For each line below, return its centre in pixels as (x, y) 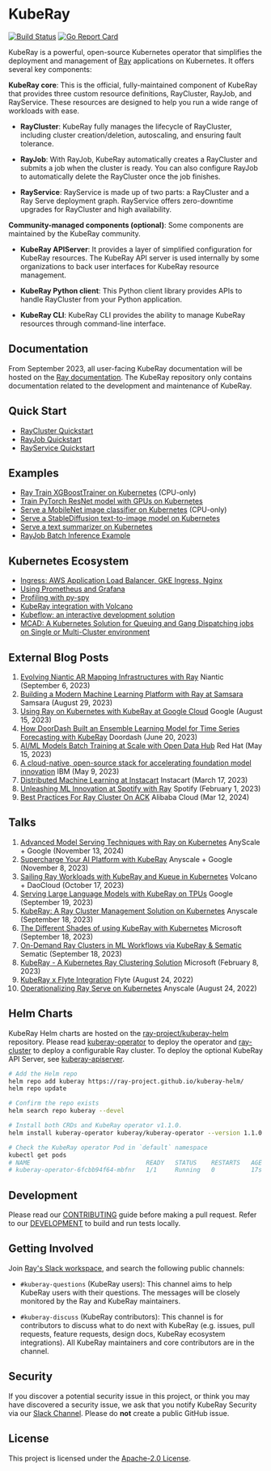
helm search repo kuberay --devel (67, 1111)
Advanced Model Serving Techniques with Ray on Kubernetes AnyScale (140, 842)
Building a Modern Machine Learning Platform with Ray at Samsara (131, 694)
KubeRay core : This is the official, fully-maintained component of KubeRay (133, 85)
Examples (34, 473)
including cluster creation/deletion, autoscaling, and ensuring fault (131, 135)
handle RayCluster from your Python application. (101, 299)
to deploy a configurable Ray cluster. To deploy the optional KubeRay (148, 1050)
